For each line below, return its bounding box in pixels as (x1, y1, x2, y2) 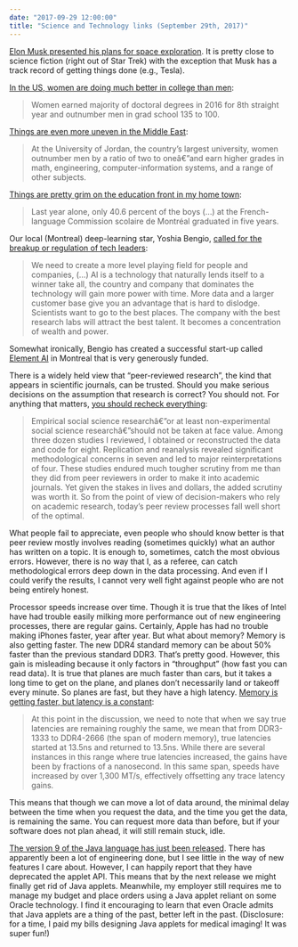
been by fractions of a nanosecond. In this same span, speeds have (30, 761, 280, 771)
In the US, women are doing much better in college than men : (9, 82, 234, 93)
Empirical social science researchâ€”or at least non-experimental (30, 415, 271, 426)
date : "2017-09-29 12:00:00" (9, 12, 117, 22)
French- (239, 206, 270, 216)
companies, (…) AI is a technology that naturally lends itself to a (30, 269, 265, 280)
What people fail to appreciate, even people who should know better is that (9, 527, 285, 538)
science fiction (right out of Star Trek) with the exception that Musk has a (9, 55, 278, 66)
